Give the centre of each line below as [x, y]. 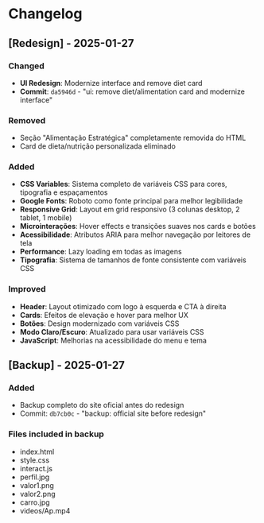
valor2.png [37, 494]
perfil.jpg [35, 477]
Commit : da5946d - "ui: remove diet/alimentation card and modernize [132, 91]
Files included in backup [56, 434]
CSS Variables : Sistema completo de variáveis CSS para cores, [124, 184]
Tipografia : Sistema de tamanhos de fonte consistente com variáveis [133, 260]
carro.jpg [35, 502]
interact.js [36, 468]
